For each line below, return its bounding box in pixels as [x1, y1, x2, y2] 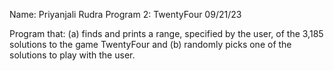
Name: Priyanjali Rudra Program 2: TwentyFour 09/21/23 [9, 9, 242, 20]
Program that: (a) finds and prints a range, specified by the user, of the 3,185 [9, 28, 324, 39]
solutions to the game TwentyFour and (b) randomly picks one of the [9, 39, 292, 50]
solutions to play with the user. [9, 49, 136, 61]
